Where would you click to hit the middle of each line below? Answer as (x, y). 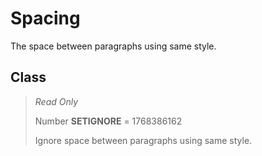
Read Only (56, 101)
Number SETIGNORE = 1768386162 (108, 121)
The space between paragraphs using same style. (113, 46)
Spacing (45, 18)
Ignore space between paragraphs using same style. (143, 140)
